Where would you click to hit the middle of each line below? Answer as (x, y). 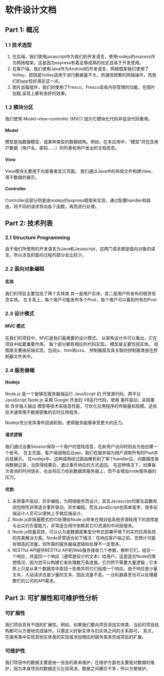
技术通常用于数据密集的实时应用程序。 (43, 412)
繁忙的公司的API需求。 (35, 581)
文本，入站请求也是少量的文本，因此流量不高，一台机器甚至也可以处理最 (85, 575)
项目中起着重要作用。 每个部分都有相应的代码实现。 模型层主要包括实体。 (79, 344)
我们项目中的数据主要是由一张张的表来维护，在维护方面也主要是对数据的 (78, 662)
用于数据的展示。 (22, 177)
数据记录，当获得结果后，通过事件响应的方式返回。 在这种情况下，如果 (80, 465)
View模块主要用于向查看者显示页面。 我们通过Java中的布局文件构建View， (80, 171)
